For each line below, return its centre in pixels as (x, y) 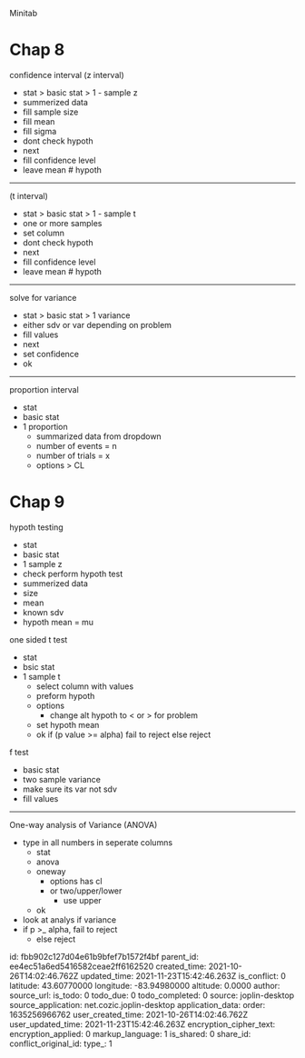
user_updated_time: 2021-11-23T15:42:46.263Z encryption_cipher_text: (143, 1024)
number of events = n (77, 445)
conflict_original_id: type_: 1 (61, 1043)
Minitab (24, 13)
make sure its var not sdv (70, 789)
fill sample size (50, 112)
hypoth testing (36, 527)
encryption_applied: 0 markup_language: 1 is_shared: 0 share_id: (130, 1033)
